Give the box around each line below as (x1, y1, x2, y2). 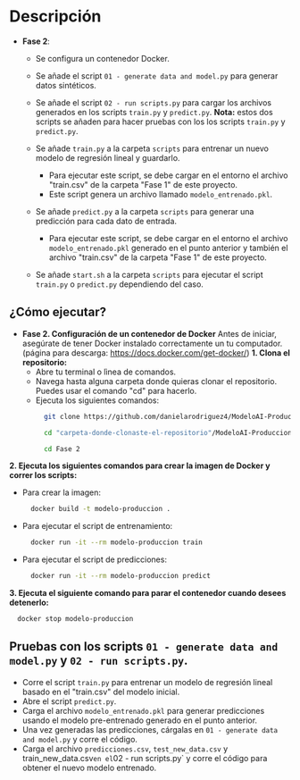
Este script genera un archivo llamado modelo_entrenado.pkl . (48, 189, 273, 199)
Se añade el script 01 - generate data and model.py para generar (35, 70, 279, 81)
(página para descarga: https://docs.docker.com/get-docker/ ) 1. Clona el (21, 347, 290, 358)
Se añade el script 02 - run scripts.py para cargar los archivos (35, 96, 272, 108)
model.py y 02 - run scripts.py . (9, 653, 188, 668)
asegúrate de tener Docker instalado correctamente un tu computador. (21, 338, 283, 348)
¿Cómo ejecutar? (9, 305, 107, 320)
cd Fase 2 (43, 444, 80, 453)
